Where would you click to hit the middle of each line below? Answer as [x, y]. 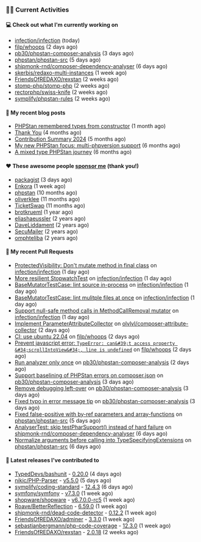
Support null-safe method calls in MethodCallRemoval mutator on [97, 311]
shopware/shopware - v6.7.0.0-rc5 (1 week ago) [75, 499]
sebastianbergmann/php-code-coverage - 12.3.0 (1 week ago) [93, 526]
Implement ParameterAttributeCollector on [68, 323]
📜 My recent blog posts [36, 113]
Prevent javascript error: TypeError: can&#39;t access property [95, 343]
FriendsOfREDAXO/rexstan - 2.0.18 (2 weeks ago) [76, 532]
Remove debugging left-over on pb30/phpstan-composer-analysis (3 [101, 388]
